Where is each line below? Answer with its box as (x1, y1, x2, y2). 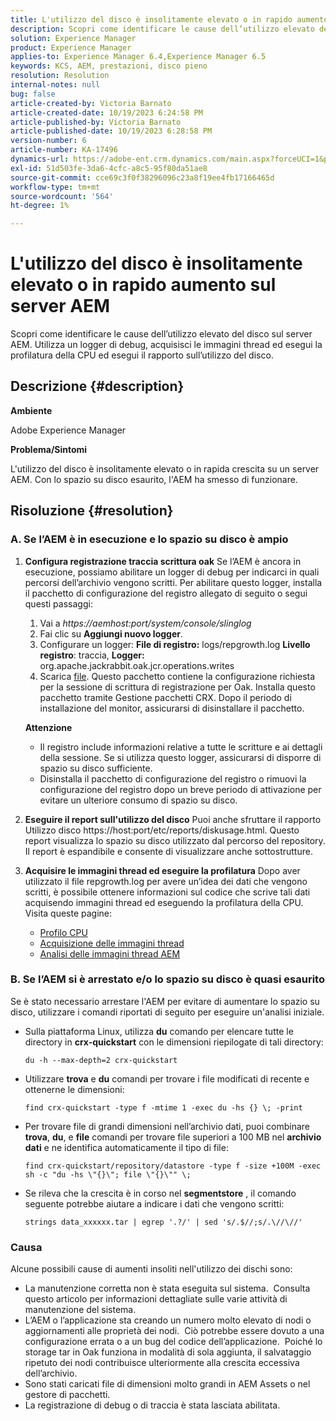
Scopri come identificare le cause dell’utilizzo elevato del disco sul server (10, 328, 313, 340)
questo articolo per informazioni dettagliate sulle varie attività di (24, 1293, 288, 1305)
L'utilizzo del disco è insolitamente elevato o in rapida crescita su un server (10, 462, 320, 475)
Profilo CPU (39, 926, 88, 938)
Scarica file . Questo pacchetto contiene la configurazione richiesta (39, 670, 316, 682)
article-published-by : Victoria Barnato (10, 117, 182, 127)
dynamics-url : (10, 154, 70, 164)
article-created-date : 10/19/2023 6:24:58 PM (10, 107, 203, 118)
